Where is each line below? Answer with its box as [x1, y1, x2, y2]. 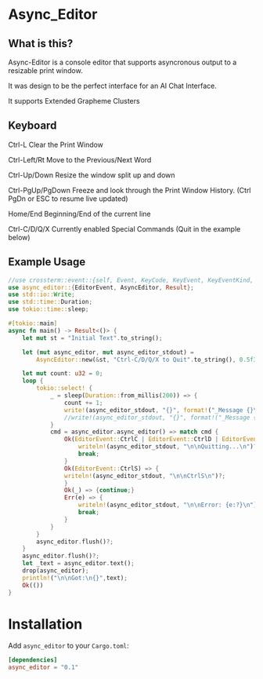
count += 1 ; [63, 399, 103, 407]
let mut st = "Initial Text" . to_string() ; [22, 334, 163, 342]
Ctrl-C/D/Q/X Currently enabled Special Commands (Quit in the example [8, 224, 241, 233]
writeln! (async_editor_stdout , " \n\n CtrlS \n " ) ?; [63, 472, 225, 480]
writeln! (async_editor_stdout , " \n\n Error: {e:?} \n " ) [77, 501, 258, 509]
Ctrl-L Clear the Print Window [8, 140, 104, 149]
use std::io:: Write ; [8, 290, 76, 299]
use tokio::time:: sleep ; [8, 305, 89, 313]
